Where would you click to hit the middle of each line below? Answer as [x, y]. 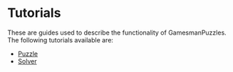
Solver [27, 61]
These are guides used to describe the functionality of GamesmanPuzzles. [117, 32]
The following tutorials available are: [61, 40]
